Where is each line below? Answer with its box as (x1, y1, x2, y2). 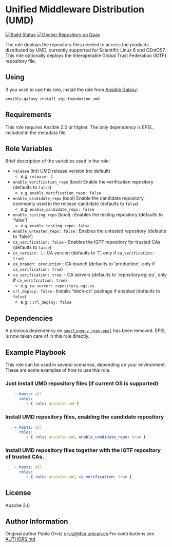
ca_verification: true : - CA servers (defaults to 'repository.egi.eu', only (12, 271, 167, 278)
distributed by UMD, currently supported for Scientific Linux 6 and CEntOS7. (5, 47, 166, 53)
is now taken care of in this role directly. (5, 333, 90, 339)
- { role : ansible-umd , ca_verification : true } (26, 474, 132, 479)
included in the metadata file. (5, 130, 67, 136)
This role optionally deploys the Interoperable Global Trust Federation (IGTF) (5, 52, 167, 59)
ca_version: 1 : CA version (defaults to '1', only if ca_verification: (12, 250, 155, 256)
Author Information (5, 517, 68, 525)
